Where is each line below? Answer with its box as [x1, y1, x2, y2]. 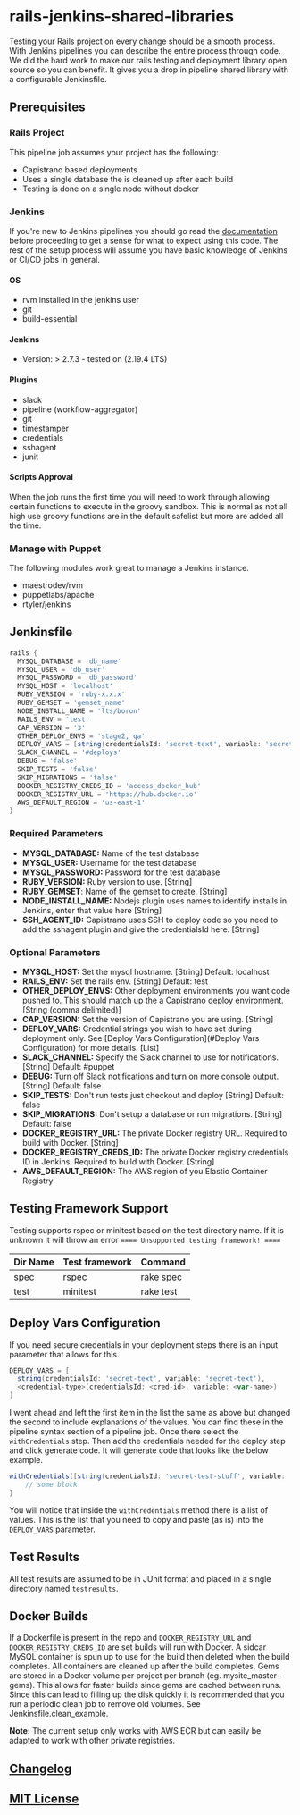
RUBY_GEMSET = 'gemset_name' [17, 699, 126, 708]
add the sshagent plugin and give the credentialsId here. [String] [21, 923, 260, 935]
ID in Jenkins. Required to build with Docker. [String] [21, 1155, 215, 1167]
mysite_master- [222, 1670, 280, 1681]
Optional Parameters [9, 945, 101, 958]
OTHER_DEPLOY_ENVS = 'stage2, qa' [17, 731, 146, 741]
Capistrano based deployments [21, 164, 138, 175]
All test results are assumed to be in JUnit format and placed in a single [9, 1573, 271, 1584]
